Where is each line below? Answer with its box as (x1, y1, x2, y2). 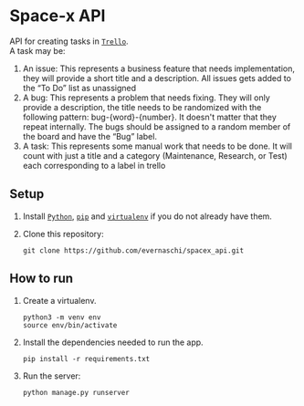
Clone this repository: (22, 228, 104, 239)
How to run (9, 271, 74, 286)
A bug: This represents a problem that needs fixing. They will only (22, 92, 271, 103)
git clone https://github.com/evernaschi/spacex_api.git (22, 245, 245, 255)
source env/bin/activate (22, 320, 118, 329)
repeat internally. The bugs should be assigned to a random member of (22, 120, 291, 132)
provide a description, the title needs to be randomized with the (22, 101, 262, 112)
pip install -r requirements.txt (22, 354, 151, 363)
